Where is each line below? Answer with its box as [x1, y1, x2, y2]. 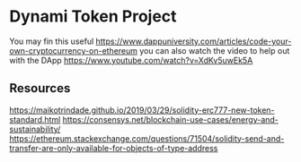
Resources [9, 81, 71, 96]
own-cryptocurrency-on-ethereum [9, 45, 137, 55]
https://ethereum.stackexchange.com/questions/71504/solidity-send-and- [9, 132, 285, 144]
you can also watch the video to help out [138, 45, 290, 55]
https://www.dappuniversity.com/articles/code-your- [95, 36, 292, 47]
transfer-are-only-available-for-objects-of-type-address [9, 142, 218, 153]
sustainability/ [9, 124, 61, 134]
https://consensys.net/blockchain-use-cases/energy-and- [62, 114, 279, 124]
